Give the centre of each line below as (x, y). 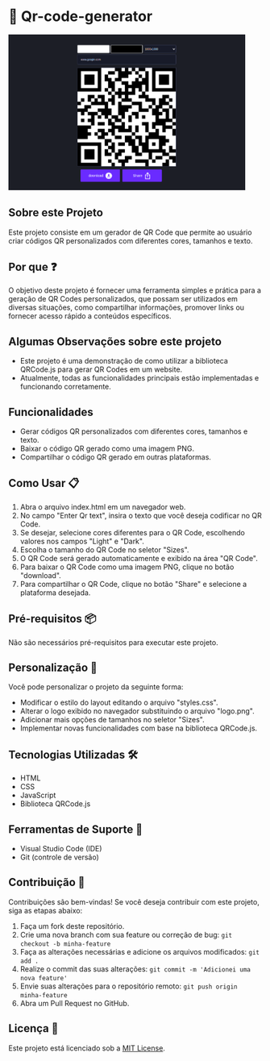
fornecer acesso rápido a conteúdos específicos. (90, 316)
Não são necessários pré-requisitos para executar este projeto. (114, 642)
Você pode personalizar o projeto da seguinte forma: (96, 687)
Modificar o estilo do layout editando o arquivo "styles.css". (119, 703)
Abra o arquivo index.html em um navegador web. (103, 506)
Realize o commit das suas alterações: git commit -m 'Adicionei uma (135, 969)
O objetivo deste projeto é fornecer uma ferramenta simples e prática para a (135, 290)
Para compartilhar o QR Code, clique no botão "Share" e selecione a (133, 584)
